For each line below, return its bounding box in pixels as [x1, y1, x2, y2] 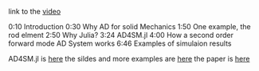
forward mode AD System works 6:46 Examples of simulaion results [8, 39, 232, 48]
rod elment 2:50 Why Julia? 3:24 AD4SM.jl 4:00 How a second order [8, 31, 233, 39]
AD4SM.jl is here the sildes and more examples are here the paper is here [8, 54, 250, 63]
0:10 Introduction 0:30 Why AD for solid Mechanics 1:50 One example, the [8, 22, 251, 31]
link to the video [8, 7, 61, 16]
